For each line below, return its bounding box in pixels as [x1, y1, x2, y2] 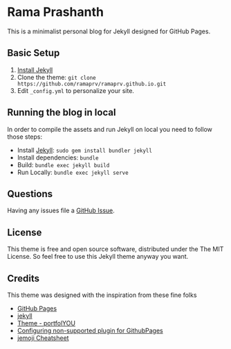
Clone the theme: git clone [17, 73, 96, 81]
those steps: [7, 133, 43, 141]
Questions [7, 188, 53, 200]
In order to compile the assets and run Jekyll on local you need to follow [7, 125, 212, 133]
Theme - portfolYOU [17, 319, 76, 327]
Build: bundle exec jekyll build [17, 160, 110, 169]
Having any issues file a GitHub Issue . [7, 206, 115, 215]
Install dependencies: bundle [17, 153, 99, 162]
